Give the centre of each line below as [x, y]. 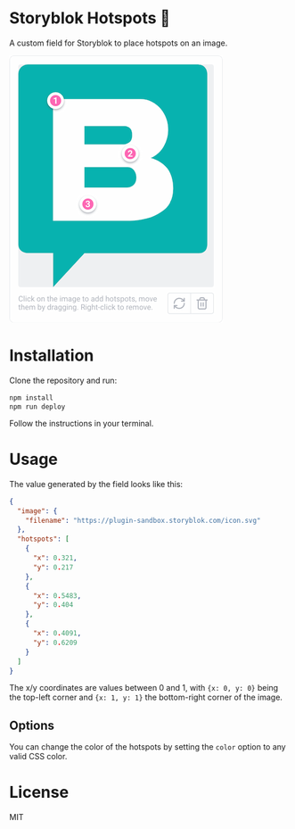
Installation [52, 356]
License [39, 792]
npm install [31, 398]
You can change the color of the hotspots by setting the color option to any [148, 747]
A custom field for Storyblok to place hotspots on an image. [119, 43]
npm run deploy [37, 406]
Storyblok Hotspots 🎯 [90, 18]
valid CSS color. [38, 757]
